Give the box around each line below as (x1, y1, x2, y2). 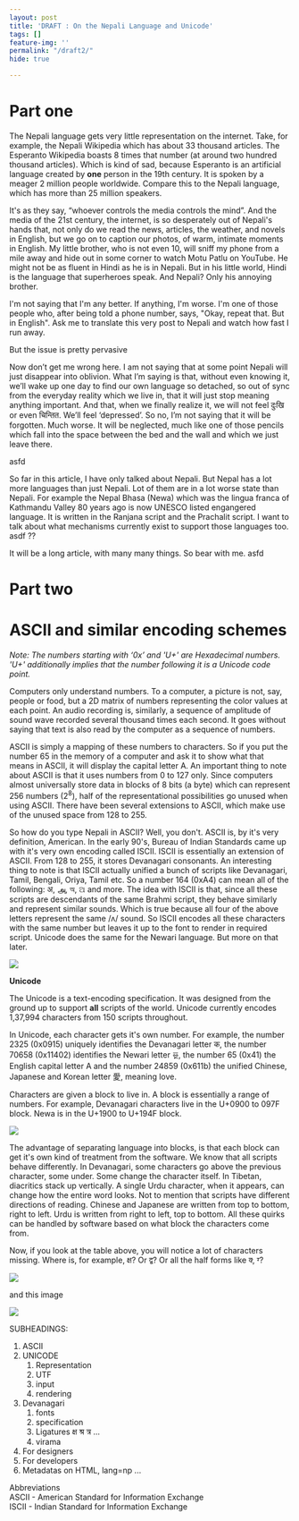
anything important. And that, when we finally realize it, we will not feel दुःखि (9, 399, 285, 410)
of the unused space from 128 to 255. (9, 809, 147, 820)
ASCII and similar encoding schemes (9, 620, 287, 641)
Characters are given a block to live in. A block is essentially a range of (9, 1089, 270, 1100)
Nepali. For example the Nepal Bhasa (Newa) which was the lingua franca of (9, 492, 290, 503)
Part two (9, 579, 74, 599)
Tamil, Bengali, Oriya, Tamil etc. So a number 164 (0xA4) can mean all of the (9, 874, 289, 885)
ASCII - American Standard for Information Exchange (9, 1491, 204, 1502)
